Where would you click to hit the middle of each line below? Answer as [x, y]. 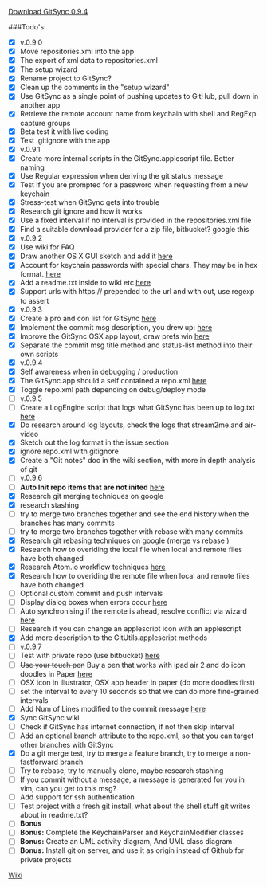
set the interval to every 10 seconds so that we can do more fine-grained [139, 691]
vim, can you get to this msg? [68, 789]
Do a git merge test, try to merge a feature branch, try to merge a [126, 753]
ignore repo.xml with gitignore [69, 451]
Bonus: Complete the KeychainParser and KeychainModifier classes [132, 833]
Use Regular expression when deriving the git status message [122, 175]
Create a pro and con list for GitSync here [88, 318]
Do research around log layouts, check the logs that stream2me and [131, 425]
